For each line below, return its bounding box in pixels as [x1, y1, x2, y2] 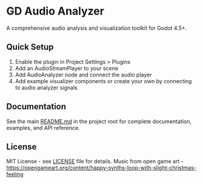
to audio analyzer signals [15, 84, 78, 91]
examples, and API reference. [6, 124, 80, 131]
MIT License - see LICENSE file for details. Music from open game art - [6, 158, 184, 165]
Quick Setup [6, 42, 54, 52]
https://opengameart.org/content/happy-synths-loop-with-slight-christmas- [6, 164, 197, 171]
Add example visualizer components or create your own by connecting [15, 77, 192, 84]
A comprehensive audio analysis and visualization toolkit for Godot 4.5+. [6, 24, 187, 32]
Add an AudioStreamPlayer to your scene [15, 64, 119, 72]
